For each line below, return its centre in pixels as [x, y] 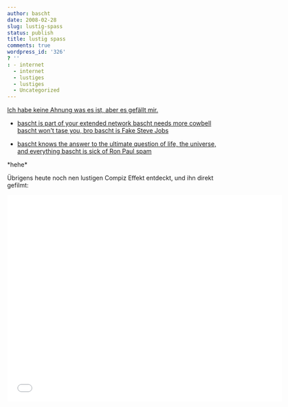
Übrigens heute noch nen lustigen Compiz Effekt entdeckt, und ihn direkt [110, 178]
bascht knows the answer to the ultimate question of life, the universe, [117, 144]
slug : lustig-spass [35, 26]
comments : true [29, 45]
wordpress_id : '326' [37, 52]
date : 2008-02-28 [32, 20]
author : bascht [29, 13]
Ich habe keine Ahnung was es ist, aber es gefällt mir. [83, 110]
